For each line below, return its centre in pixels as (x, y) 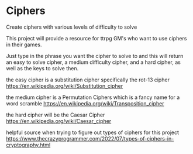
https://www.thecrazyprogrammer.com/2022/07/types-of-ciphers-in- (90, 138)
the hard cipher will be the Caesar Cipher (56, 115)
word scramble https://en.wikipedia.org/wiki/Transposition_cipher (85, 103)
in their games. (24, 45)
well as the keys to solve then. (42, 68)
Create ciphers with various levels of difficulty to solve (72, 27)
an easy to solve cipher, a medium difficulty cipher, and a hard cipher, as (94, 62)
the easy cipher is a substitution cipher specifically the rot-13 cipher (88, 80)
